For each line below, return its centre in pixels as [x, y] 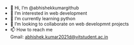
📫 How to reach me [31, 30]
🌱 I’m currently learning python [43, 18]
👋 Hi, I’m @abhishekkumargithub [44, 8]
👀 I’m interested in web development [49, 13]
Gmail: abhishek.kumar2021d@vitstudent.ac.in [59, 37]
